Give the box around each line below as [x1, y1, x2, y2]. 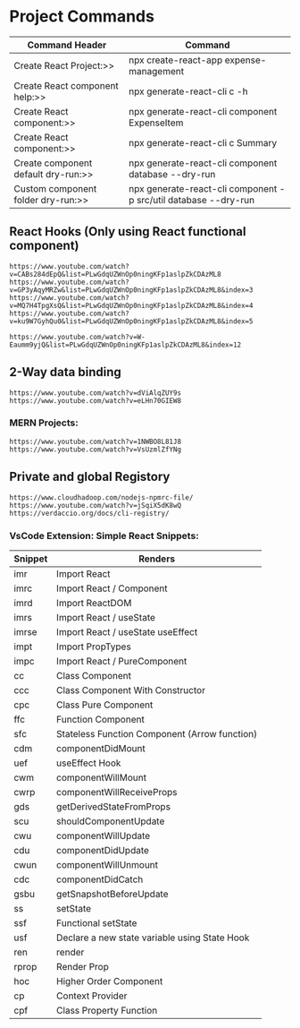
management [129, 64, 185, 77]
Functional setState [56, 916, 137, 929]
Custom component [13, 182, 97, 194]
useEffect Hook [56, 757, 121, 769]
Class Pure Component [56, 698, 154, 711]
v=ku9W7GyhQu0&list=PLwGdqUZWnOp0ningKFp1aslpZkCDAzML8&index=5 [9, 316, 254, 326]
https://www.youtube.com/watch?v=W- [9, 332, 146, 341]
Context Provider [56, 989, 128, 1002]
